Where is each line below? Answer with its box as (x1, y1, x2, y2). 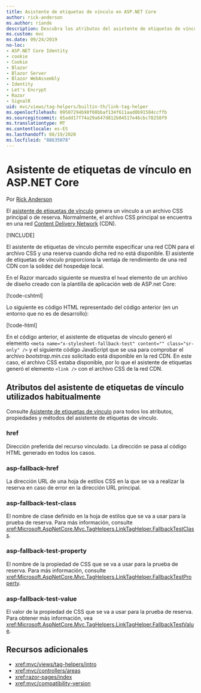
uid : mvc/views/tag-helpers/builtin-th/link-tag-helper (6, 103, 148, 110)
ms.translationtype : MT (6, 121, 66, 127)
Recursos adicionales (6, 644, 89, 655)
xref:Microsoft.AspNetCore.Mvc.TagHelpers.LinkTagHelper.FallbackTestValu (6, 620, 194, 628)
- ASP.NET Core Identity (6, 48, 68, 54)
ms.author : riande (6, 20, 52, 26)
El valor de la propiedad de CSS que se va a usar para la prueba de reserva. (6, 608, 193, 615)
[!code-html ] (6, 322, 38, 329)
